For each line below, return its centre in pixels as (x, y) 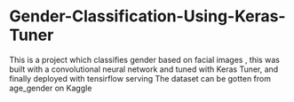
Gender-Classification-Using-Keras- (147, 16)
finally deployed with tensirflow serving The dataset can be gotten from (140, 78)
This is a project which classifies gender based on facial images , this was (144, 59)
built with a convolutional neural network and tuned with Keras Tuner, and (144, 69)
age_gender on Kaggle (51, 88)
